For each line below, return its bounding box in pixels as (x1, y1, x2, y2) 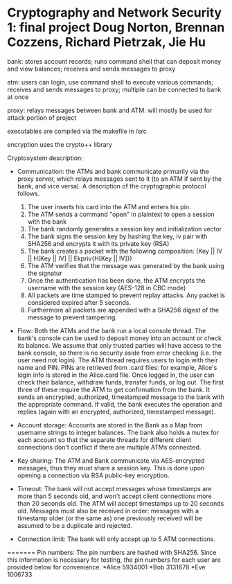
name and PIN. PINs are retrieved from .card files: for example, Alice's (17, 363, 217, 371)
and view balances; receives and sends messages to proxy (7, 64, 176, 73)
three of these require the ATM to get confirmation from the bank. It (17, 385, 210, 393)
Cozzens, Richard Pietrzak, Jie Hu (7, 35, 206, 50)
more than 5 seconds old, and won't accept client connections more (17, 492, 213, 500)
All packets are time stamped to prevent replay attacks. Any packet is (27, 291, 225, 299)
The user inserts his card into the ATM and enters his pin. (27, 202, 192, 211)
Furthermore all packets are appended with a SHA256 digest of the (27, 306, 220, 314)
